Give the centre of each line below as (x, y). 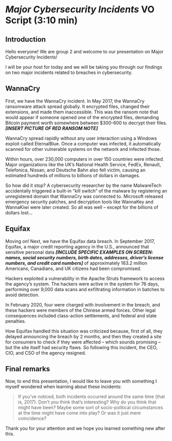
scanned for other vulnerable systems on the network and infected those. (83, 149)
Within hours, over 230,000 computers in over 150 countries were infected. (85, 159)
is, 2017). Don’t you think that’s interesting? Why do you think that (87, 402)
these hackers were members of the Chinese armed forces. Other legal (80, 310)
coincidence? (32, 418)
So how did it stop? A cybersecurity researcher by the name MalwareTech (83, 185)
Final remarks (28, 369)
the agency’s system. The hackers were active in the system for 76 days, (82, 284)
